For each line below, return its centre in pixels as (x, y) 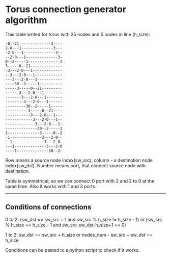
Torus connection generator (66, 9)
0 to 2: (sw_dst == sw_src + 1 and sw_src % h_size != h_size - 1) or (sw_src (84, 219)
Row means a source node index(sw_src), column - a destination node (79, 160)
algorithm (26, 20)
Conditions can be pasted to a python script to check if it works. (73, 250)
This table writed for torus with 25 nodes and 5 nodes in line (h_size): (78, 34)
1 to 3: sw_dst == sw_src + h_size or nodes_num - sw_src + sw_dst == (79, 235)
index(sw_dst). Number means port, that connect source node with (76, 165)
